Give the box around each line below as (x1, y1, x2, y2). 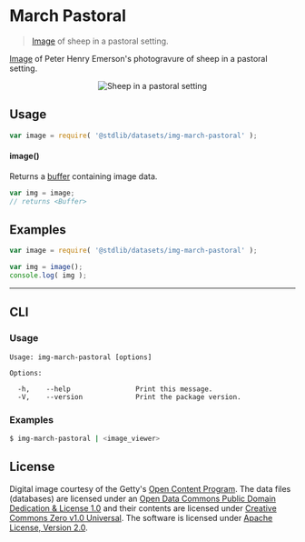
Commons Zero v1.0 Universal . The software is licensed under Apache (9, 512, 273, 523)
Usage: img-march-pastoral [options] (9, 352, 152, 362)
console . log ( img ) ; (9, 271, 88, 280)
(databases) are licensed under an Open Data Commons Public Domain (9, 493, 277, 504)
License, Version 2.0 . (9, 522, 88, 533)
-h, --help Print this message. (17, 384, 213, 394)
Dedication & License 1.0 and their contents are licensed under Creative (9, 502, 277, 514)
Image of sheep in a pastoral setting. (31, 35, 170, 46)
